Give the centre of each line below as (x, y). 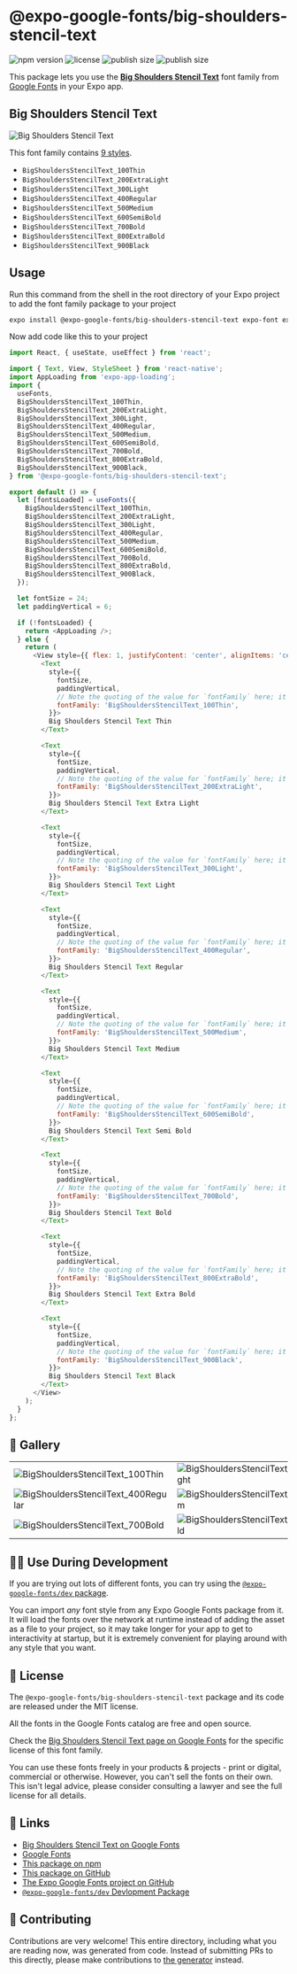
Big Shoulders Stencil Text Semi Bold (120, 1131)
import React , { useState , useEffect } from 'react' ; (110, 353)
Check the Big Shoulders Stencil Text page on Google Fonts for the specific (147, 1741)
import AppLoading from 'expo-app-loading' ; (92, 377)
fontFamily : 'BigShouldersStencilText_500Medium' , (152, 1033)
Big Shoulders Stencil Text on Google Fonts (101, 1845)
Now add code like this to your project (79, 337)
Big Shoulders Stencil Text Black (112, 1376)
